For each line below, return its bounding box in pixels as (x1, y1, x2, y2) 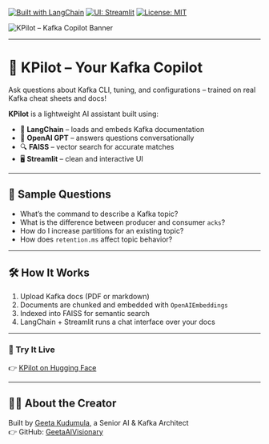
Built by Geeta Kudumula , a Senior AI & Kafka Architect (8, 418, 190, 427)
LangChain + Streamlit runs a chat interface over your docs (19, 317, 216, 326)
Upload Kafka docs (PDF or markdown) (19, 291, 150, 301)
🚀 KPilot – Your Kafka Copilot (8, 58, 203, 77)
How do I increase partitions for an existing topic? (19, 226, 184, 235)
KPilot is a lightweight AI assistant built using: (8, 109, 159, 118)
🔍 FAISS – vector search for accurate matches (19, 142, 175, 151)
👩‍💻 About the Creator (8, 397, 117, 410)
